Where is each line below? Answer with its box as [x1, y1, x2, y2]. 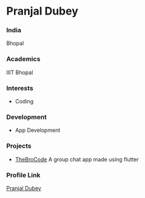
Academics [6, 55, 41, 63]
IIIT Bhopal [6, 69, 33, 76]
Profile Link [6, 171, 41, 179]
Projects [6, 142, 32, 150]
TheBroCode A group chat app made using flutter [15, 155, 140, 163]
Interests [6, 84, 33, 92]
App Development [15, 126, 61, 134]
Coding [15, 98, 34, 105]
